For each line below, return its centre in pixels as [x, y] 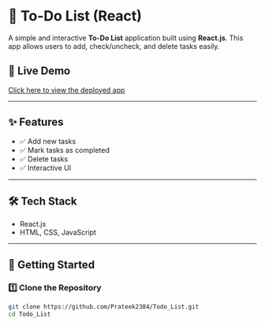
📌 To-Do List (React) [75, 16]
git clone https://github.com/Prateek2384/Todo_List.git [104, 307]
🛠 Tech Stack [43, 201]
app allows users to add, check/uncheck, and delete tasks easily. [114, 46]
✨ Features [36, 122]
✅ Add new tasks [48, 141]
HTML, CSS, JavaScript [58, 232]
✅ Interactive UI [45, 168]
